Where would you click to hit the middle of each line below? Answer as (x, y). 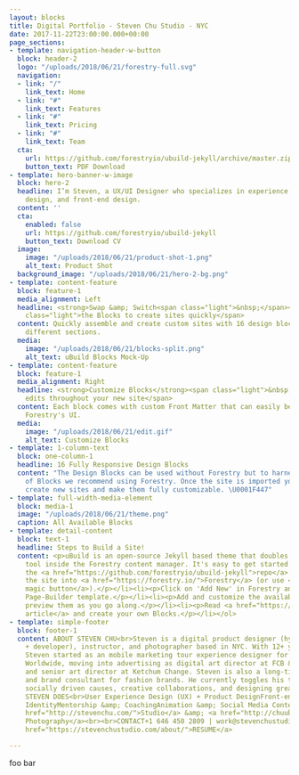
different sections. (63, 332)
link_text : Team (56, 142)
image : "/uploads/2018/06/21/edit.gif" (99, 432)
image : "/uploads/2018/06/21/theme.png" (93, 514)
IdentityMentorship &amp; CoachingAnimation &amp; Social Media (147, 705)
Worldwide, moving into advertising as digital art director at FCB (155, 664)
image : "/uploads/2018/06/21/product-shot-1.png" (119, 258)
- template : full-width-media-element (81, 498)
